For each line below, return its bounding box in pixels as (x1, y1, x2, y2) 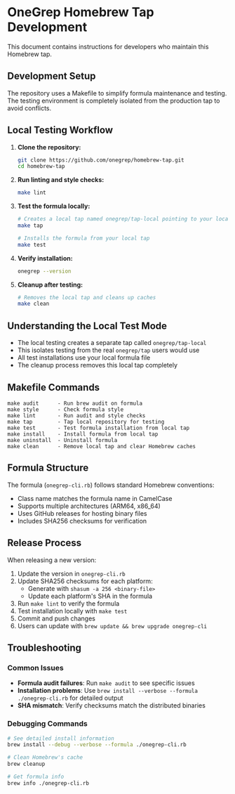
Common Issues (7, 663, 65, 672)
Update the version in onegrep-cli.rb (17, 569, 126, 578)
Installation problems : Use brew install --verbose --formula (17, 686, 199, 695)
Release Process (7, 537, 82, 549)
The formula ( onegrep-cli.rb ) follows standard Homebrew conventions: (7, 481, 215, 489)
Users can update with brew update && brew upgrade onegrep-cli (17, 621, 208, 630)
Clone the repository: (17, 143, 81, 151)
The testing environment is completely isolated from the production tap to (7, 96, 220, 105)
